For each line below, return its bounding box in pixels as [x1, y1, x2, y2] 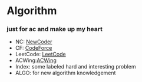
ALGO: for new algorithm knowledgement [15, 69, 116, 77]
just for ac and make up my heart [6, 25, 103, 33]
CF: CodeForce [15, 45, 52, 52]
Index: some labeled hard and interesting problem [15, 63, 136, 70]
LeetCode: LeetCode [15, 51, 67, 58]
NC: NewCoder [15, 38, 52, 45]
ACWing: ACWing [15, 57, 57, 64]
